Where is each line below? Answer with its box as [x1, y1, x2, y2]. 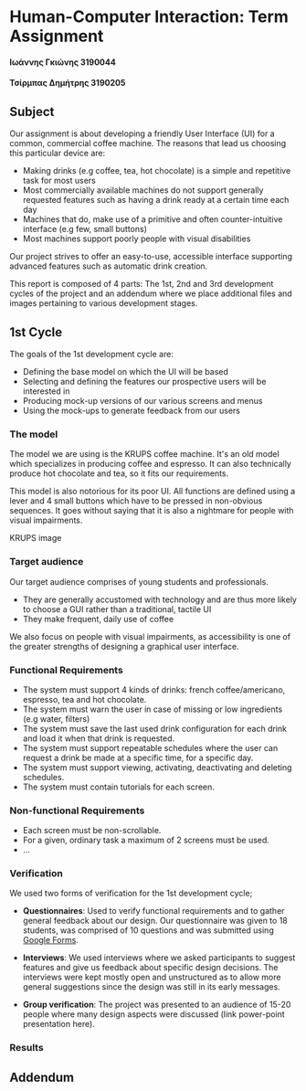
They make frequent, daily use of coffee [22, 613, 174, 624]
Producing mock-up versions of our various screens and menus [22, 396, 263, 406]
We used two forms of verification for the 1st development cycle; [9, 888, 253, 899]
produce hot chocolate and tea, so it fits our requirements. [9, 468, 229, 479]
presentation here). [22, 1019, 96, 1030]
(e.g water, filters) [22, 713, 90, 724]
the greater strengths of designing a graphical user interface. [9, 641, 239, 651]
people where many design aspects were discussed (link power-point [22, 1009, 285, 1020]
